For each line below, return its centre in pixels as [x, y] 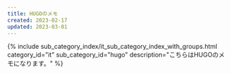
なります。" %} [41, 64]
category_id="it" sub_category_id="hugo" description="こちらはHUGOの [113, 55]
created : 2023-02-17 [38, 20]
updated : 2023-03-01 [38, 27]
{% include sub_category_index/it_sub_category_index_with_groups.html [112, 47]
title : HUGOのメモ [33, 14]
